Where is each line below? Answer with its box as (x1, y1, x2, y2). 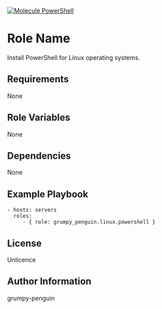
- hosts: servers (7, 207, 57, 214)
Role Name (7, 31, 70, 46)
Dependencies (7, 150, 71, 161)
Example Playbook (7, 188, 88, 200)
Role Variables (7, 112, 70, 123)
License (7, 237, 42, 249)
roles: (13, 212, 32, 220)
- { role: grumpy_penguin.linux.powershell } (22, 219, 156, 226)
